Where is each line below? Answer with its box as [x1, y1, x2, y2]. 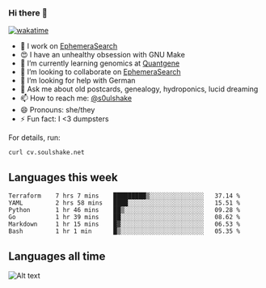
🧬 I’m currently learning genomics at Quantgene [19, 58, 180, 68]
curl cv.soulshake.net [8, 149, 85, 157]
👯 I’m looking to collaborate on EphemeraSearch [19, 67, 181, 77]
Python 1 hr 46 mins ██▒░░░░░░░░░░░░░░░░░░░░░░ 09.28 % [8, 206, 241, 214]
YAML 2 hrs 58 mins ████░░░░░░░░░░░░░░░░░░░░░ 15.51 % [8, 199, 241, 207]
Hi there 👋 [8, 7, 49, 19]
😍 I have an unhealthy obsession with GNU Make [19, 50, 186, 60]
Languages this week [8, 170, 119, 184]
